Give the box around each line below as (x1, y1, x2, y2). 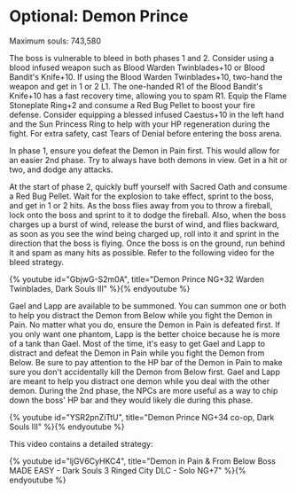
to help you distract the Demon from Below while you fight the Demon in (9, 310, 273, 320)
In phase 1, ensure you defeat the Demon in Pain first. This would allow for (9, 145, 280, 156)
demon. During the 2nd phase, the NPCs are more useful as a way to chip (9, 385, 278, 396)
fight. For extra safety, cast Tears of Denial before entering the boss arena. (9, 128, 282, 138)
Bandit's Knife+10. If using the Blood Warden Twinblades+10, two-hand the (9, 71, 283, 82)
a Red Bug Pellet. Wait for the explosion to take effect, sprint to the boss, (9, 191, 275, 201)
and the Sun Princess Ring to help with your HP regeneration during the (9, 118, 270, 129)
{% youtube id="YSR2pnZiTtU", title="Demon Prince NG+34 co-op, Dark (9, 412, 275, 422)
